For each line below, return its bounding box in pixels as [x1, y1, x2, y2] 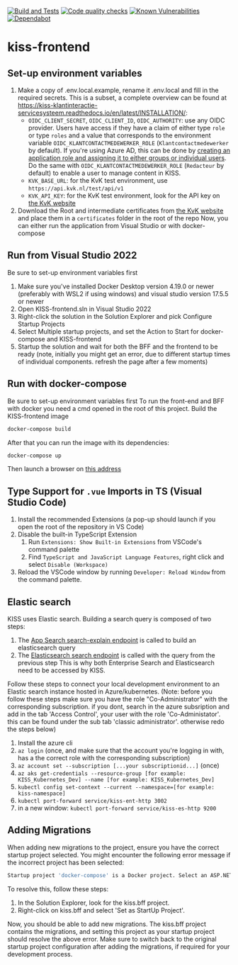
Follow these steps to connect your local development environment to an [7, 680, 220, 688]
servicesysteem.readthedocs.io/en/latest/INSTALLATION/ [17, 108, 186, 117]
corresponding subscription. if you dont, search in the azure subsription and [7, 702, 230, 711]
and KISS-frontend [46, 334, 101, 343]
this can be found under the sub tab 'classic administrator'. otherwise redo [7, 718, 225, 726]
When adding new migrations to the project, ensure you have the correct [7, 843, 220, 852]
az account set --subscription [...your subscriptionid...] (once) [17, 762, 220, 769]
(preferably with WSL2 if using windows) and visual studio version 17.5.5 [17, 289, 229, 298]
